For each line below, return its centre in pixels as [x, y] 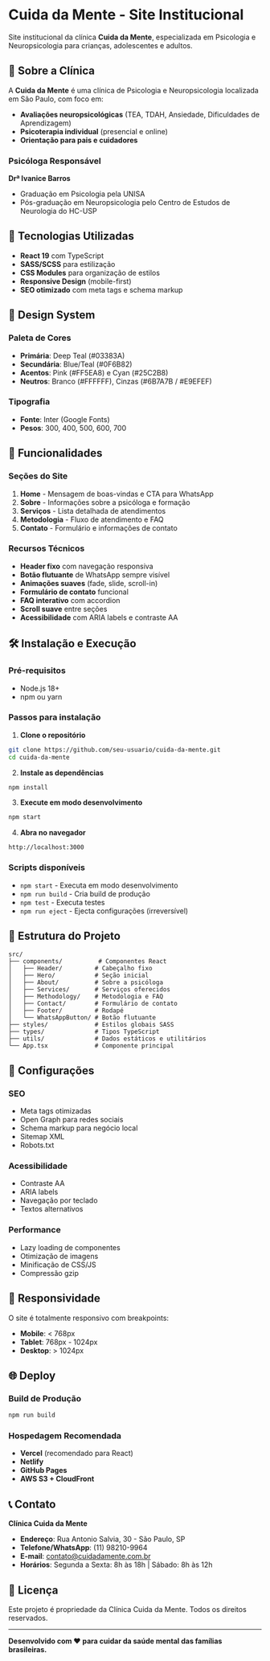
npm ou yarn [41, 696]
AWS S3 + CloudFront [57, 1479]
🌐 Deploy [32, 1375]
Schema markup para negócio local [79, 1128]
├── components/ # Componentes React [88, 962]
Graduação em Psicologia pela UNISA [82, 194]
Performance [35, 1230]
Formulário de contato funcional [74, 592]
